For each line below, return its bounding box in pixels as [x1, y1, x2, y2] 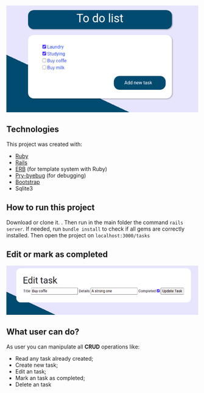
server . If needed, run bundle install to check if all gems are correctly [6, 225, 185, 233]
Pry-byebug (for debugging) [15, 171, 86, 179]
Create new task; [15, 361, 58, 369]
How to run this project [6, 203, 95, 213]
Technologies [6, 124, 60, 135]
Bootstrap [15, 178, 40, 186]
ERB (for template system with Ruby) [15, 165, 108, 173]
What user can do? [6, 326, 80, 337]
